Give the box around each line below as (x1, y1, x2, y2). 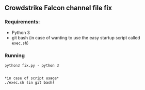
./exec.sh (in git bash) (4, 80, 55, 85)
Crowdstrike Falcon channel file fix (4, 4, 112, 12)
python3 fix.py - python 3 (4, 63, 59, 68)
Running (4, 52, 25, 59)
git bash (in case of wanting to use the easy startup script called (11, 35, 140, 40)
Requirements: (4, 18, 40, 25)
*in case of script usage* (4, 75, 59, 81)
